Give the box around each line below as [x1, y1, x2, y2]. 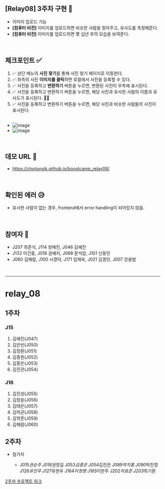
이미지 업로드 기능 [12, 19, 47, 25]
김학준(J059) [12, 415, 38, 422]
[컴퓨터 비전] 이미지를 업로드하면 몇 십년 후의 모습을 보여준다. [12, 31, 130, 37]
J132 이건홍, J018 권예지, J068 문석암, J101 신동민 [12, 250, 110, 256]
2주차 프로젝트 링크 [5, 479, 42, 485]
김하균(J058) [12, 409, 38, 415]
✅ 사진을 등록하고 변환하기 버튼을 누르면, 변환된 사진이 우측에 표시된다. [12, 83, 148, 89]
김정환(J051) [12, 348, 37, 354]
